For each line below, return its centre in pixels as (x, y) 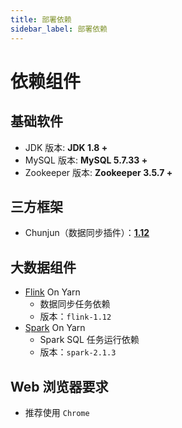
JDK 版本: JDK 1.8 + (66, 147)
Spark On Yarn (55, 328)
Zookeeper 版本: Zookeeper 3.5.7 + (98, 172)
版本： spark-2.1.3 (78, 352)
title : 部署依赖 (41, 19)
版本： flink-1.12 (75, 317)
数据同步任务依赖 (75, 304)
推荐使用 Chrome (57, 412)
